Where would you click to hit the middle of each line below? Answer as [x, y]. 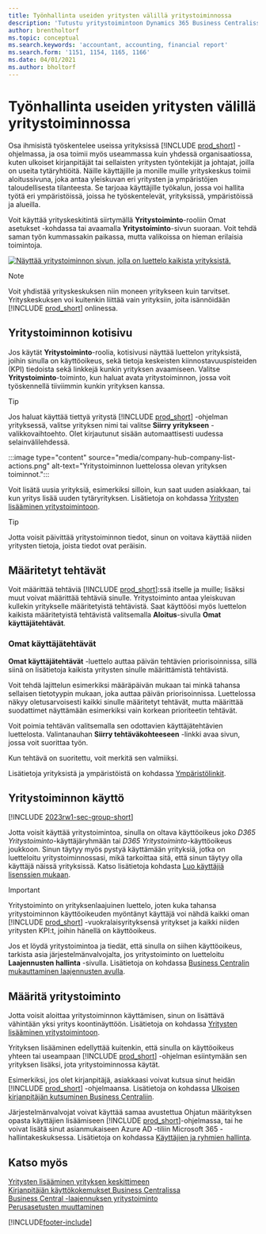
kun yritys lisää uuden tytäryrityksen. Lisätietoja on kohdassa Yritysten [123, 498]
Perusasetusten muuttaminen [56, 1207]
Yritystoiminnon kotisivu [70, 333]
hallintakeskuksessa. [42, 1138]
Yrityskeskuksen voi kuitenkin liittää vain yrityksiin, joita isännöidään [120, 299]
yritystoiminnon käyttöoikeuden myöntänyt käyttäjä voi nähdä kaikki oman [129, 914]
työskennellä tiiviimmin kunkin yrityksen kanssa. [87, 386]
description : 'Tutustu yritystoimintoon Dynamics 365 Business [115, 23]
